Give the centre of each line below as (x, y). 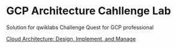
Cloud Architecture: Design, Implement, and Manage (71, 39)
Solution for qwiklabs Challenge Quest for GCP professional (80, 27)
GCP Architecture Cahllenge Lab (88, 11)
